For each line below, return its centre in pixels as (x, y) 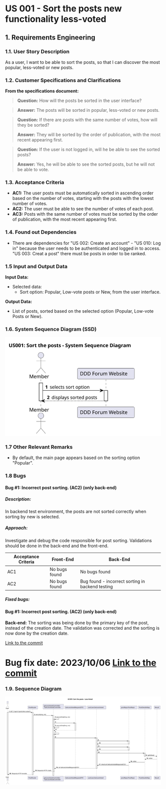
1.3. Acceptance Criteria (35, 183)
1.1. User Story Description (38, 51)
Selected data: (27, 287)
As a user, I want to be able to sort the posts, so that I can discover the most (83, 62)
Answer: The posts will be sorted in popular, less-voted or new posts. (88, 110)
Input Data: (17, 277)
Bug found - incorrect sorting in (112, 581)
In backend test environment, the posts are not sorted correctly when (76, 511)
